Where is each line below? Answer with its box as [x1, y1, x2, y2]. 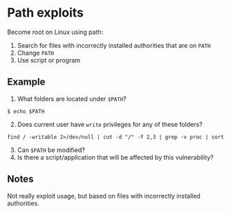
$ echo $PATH [7, 108, 45, 115]
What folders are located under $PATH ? [17, 94, 127, 103]
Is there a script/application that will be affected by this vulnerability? [17, 153, 214, 161]
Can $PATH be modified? [17, 146, 85, 154]
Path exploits [7, 5, 84, 21]
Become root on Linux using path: [7, 28, 104, 36]
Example [7, 76, 46, 88]
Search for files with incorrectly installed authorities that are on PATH [17, 41, 211, 49]
